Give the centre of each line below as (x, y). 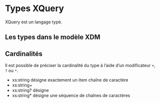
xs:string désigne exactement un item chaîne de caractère (70, 80)
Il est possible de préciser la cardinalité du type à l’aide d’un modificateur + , (80, 66)
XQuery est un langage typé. (34, 22)
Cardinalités (24, 54)
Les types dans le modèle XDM (53, 37)
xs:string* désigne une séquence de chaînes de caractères (71, 96)
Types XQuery (35, 9)
